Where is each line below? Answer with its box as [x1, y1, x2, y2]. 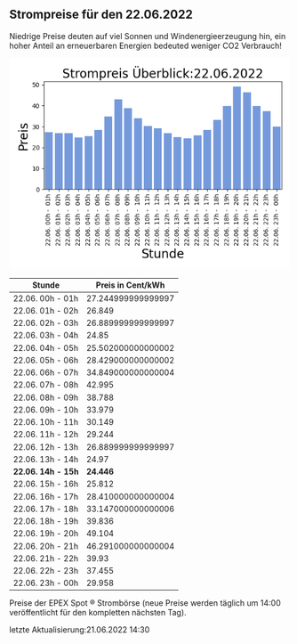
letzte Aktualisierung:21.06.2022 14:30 [9, 624, 150, 635]
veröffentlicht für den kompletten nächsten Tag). [9, 607, 187, 617]
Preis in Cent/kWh [95, 280, 165, 290]
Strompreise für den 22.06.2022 [9, 7, 193, 22]
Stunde [32, 280, 60, 290]
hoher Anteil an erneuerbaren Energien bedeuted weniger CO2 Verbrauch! [9, 40, 283, 51]
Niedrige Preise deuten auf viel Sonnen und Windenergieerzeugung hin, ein [9, 30, 286, 41]
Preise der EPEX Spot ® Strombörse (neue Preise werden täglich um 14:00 [9, 597, 282, 608]
